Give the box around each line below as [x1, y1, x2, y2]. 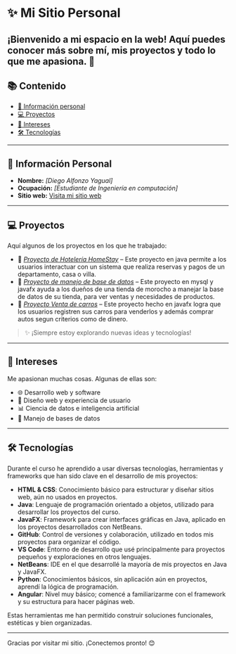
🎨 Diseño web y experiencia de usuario [17, 396, 131, 404]
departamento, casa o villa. [17, 270, 97, 278]
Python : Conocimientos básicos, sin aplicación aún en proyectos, [17, 575, 208, 583]
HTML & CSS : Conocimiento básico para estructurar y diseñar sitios [17, 485, 214, 494]
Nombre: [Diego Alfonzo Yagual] [17, 177, 113, 185]
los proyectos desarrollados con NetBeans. [17, 522, 143, 531]
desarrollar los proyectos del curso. [17, 508, 121, 516]
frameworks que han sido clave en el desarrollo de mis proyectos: [7, 471, 198, 480]
